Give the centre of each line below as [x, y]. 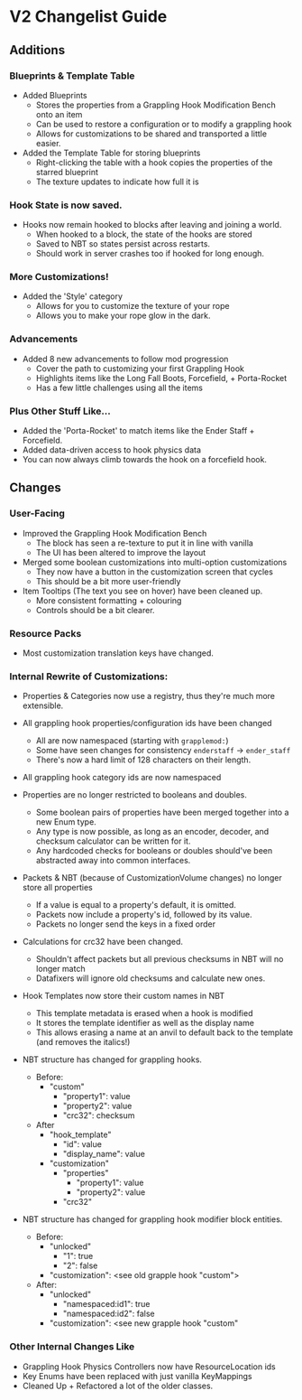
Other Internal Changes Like [72, 1347]
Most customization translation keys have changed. [118, 653]
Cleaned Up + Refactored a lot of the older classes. [118, 1386]
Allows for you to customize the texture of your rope [133, 306]
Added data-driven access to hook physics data [111, 450]
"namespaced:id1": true [106, 1304]
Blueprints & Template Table [72, 76]
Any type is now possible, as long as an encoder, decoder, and [152, 832]
